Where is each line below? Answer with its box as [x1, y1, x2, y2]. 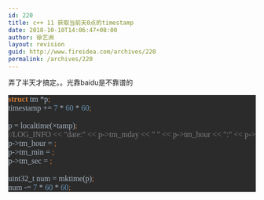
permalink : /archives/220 [8, 56, 93, 64]
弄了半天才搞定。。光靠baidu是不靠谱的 [8, 78, 134, 87]
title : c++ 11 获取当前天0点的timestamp [8, 19, 134, 27]
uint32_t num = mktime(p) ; [8, 173, 94, 183]
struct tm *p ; [8, 94, 51, 104]
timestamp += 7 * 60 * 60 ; [8, 103, 92, 112]
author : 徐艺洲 [8, 33, 54, 42]
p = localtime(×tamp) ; [8, 121, 78, 130]
